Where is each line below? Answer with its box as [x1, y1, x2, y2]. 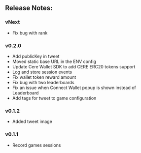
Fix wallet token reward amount [12, 74, 76, 80]
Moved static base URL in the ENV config [12, 59, 96, 64]
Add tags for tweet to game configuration [12, 95, 97, 101]
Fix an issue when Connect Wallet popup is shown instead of [12, 85, 137, 91]
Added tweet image [12, 119, 53, 124]
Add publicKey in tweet [12, 53, 60, 59]
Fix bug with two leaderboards [12, 79, 75, 85]
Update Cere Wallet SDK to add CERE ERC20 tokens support [12, 63, 136, 69]
